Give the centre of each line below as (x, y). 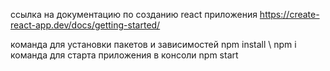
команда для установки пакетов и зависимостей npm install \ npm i (153, 44)
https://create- (289, 14)
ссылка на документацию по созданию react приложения (134, 14)
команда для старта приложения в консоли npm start (124, 55)
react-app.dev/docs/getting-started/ (85, 25)
